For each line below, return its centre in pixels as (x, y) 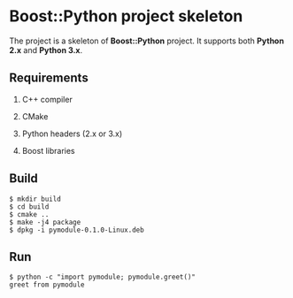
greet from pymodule (47, 285)
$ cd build (29, 206)
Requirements (49, 78)
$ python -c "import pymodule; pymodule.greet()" (103, 277)
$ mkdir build (35, 199)
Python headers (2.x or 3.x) (72, 134)
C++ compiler (47, 99)
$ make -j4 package (45, 222)
